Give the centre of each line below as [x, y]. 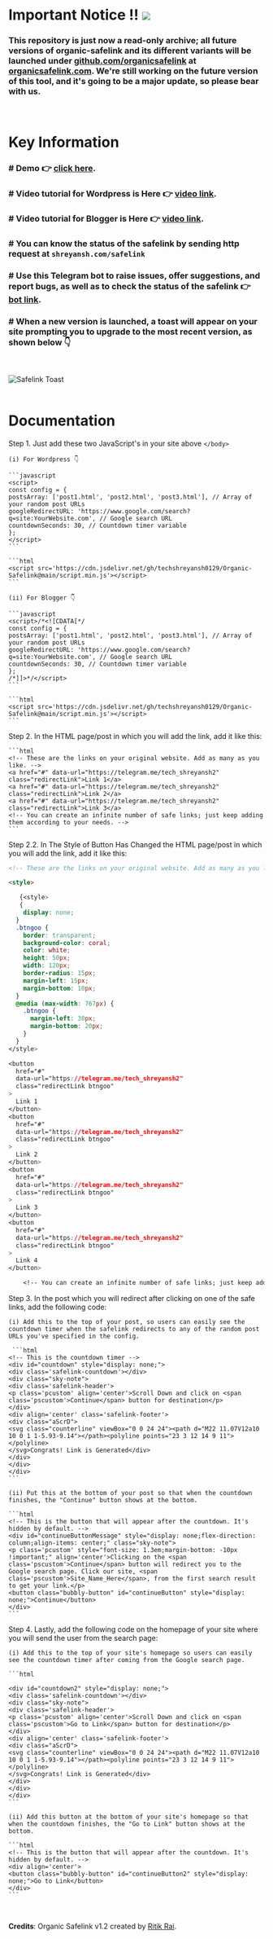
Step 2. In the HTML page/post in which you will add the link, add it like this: [135, 736]
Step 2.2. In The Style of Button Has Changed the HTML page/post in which [135, 844]
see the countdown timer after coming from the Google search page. [127, 1660]
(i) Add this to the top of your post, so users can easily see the [127, 1322]
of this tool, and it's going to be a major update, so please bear [134, 81]
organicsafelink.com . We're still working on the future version [133, 71]
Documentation [62, 420]
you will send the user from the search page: [83, 1638]
